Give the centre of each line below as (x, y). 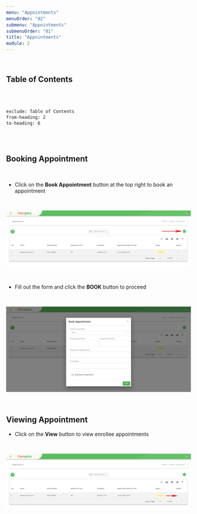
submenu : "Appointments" (36, 25)
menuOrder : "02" (26, 19)
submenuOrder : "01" (30, 31)
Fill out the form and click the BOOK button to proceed (80, 287)
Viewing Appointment (47, 420)
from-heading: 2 (26, 117)
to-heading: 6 (23, 123)
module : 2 (18, 44)
